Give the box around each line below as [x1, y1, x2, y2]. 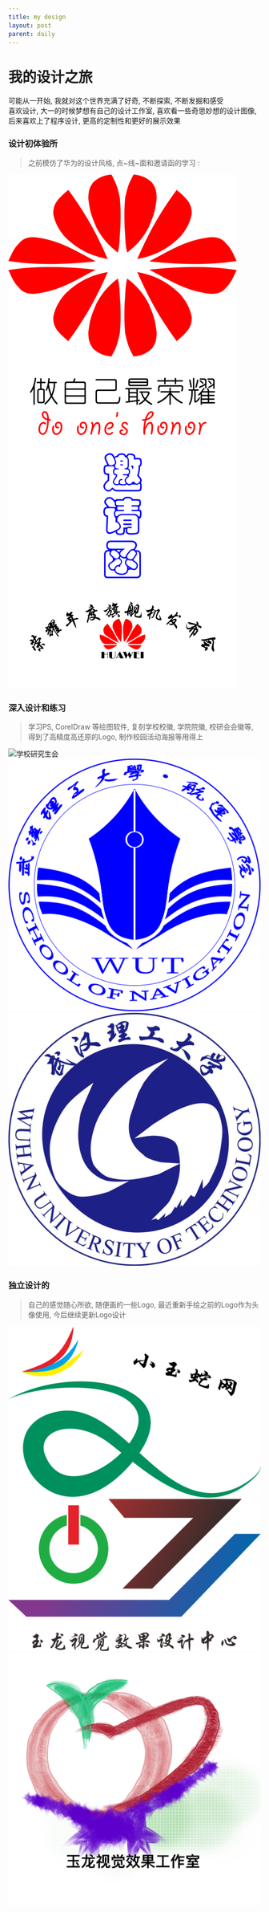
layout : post [8, 21, 52, 30]
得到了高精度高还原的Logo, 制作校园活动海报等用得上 [27, 731, 204, 742]
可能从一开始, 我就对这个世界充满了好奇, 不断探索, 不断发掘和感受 [8, 96, 224, 106]
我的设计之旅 [8, 68, 94, 86]
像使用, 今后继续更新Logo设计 [27, 1309, 126, 1320]
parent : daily [8, 30, 56, 38]
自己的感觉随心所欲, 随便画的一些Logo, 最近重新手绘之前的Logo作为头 [27, 1300, 259, 1309]
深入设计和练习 [8, 702, 66, 714]
